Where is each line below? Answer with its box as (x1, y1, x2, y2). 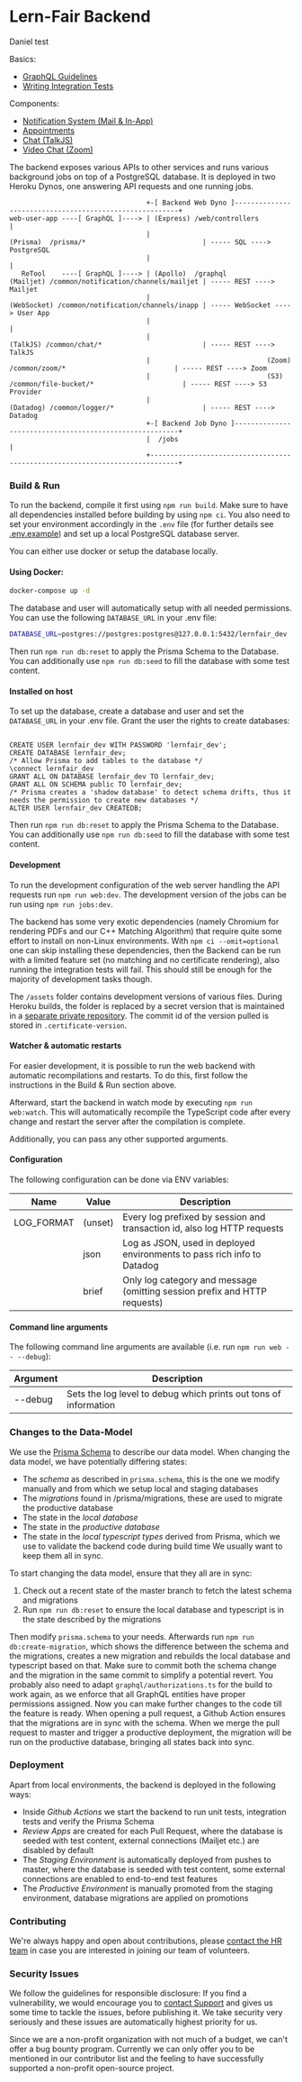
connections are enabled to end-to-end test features (22, 1873, 218, 1884)
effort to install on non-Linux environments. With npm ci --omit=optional (9, 935, 280, 946)
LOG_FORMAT (13, 1216, 75, 1229)
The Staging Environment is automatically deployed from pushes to (22, 1854, 271, 1865)
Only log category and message (122, 1274, 258, 1286)
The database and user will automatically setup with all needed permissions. (9, 603, 292, 614)
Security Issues (9, 1968, 79, 1980)
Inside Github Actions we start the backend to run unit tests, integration (22, 1806, 287, 1817)
